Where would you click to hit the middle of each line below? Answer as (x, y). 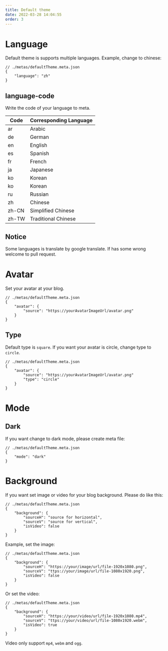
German (39, 137)
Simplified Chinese (52, 211)
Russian (39, 194)
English (39, 145)
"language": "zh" (32, 76)
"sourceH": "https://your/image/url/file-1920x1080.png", (85, 566)
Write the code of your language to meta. (48, 108)
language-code (30, 96)
